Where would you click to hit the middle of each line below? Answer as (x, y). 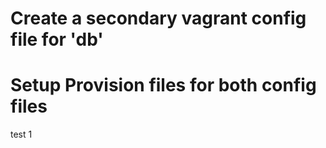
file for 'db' (57, 39)
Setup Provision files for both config (163, 85)
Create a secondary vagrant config (158, 18)
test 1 (21, 134)
